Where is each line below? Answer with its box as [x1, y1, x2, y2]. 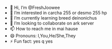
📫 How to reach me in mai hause [9, 26, 78, 31]
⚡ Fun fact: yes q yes [9, 38, 53, 44]
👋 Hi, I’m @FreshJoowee [9, 5, 60, 10]
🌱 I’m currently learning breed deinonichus [9, 15, 97, 21]
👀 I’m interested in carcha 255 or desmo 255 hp [9, 10, 108, 16]
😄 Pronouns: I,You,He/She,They [9, 33, 76, 39]
